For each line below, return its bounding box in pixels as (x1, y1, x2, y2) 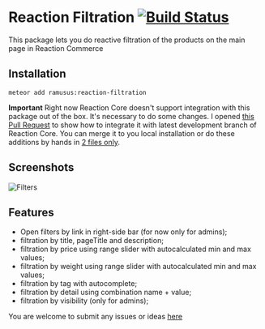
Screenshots (8, 160, 75, 174)
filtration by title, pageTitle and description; (19, 236, 165, 246)
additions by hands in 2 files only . (8, 137, 120, 147)
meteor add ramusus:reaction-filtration (8, 88, 147, 96)
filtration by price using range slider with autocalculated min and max (19, 244, 251, 254)
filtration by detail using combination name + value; (19, 288, 192, 297)
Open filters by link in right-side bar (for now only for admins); (19, 227, 228, 237)
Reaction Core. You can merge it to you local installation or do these (8, 128, 235, 138)
